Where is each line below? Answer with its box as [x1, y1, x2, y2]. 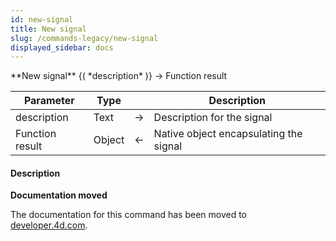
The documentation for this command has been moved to [10, 209, 248, 221]
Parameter [23, 94, 75, 108]
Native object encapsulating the [153, 127, 303, 141]
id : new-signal [10, 14, 74, 25]
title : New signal [10, 24, 87, 34]
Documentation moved [10, 189, 108, 201]
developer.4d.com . [10, 219, 88, 231]
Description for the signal [153, 111, 273, 125]
